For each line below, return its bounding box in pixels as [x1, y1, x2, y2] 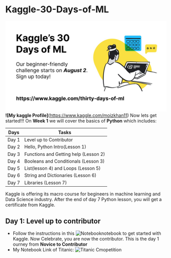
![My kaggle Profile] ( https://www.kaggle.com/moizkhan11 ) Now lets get [5, 112, 157, 118]
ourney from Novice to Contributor [12, 241, 88, 247]
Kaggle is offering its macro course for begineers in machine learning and [5, 191, 161, 197]
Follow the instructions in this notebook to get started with [12, 230, 161, 236]
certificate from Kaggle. [5, 202, 55, 208]
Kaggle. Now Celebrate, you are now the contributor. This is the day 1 [12, 236, 159, 242]
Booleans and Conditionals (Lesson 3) [24, 158, 105, 164]
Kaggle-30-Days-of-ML [5, 4, 109, 15]
